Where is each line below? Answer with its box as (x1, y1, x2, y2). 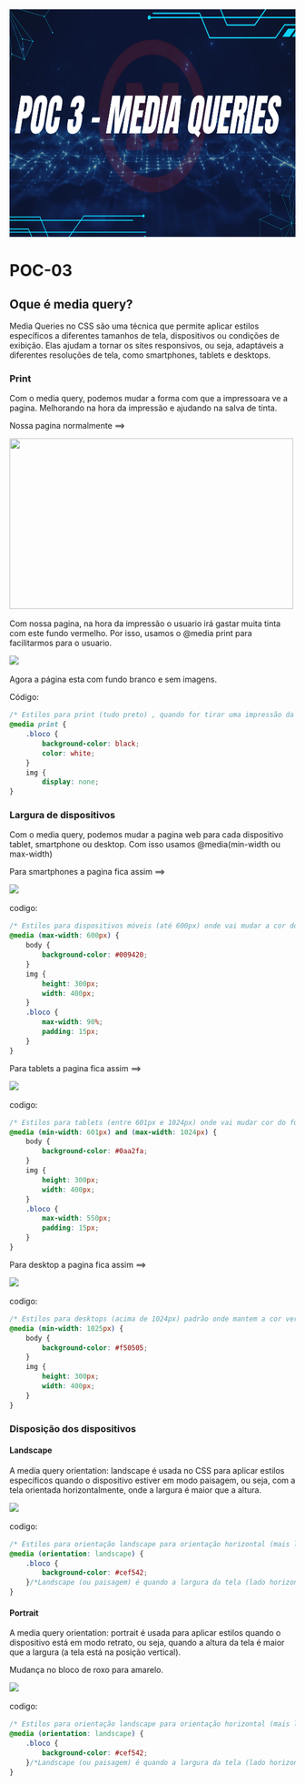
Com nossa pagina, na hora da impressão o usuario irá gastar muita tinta (9, 618, 281, 629)
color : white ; (42, 748, 95, 758)
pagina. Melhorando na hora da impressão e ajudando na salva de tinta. (9, 402, 278, 413)
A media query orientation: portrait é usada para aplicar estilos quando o (9, 1628, 281, 1638)
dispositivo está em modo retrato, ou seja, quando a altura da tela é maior (9, 1638, 285, 1648)
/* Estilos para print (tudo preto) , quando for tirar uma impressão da (9, 710, 295, 720)
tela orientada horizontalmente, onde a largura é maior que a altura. (9, 1484, 261, 1496)
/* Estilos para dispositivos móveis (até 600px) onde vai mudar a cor (9, 921, 286, 931)
